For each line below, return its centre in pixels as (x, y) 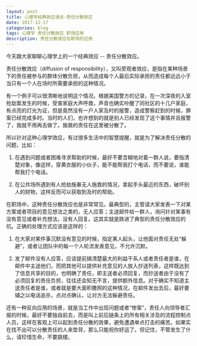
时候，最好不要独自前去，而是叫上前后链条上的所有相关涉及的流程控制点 (103, 315)
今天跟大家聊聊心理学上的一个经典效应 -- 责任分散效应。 (74, 56)
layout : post (22, 11)
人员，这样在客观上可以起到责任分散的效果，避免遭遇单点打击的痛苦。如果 (96, 322)
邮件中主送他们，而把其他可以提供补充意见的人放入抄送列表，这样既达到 (102, 266)
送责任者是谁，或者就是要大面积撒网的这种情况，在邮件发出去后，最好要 (102, 288)
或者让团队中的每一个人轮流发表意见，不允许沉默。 (89, 246)
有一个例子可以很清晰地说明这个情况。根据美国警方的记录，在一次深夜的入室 (98, 96)
